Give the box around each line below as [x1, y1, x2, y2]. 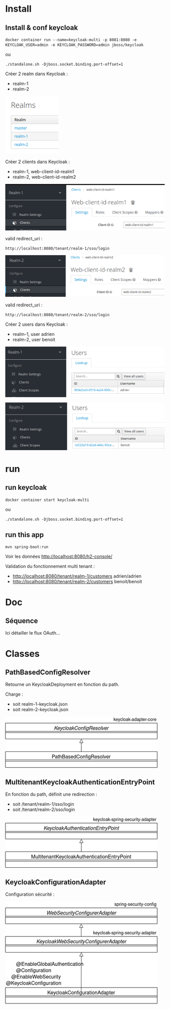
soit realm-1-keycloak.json [12, 701, 68, 707]
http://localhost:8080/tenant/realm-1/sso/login [5, 246, 110, 251]
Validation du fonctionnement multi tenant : [5, 563, 95, 570]
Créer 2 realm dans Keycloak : [5, 71, 68, 77]
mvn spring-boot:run [5, 545, 49, 550]
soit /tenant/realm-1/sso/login [12, 801, 74, 807]
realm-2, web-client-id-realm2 [12, 174, 76, 180]
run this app [5, 530, 44, 539]
